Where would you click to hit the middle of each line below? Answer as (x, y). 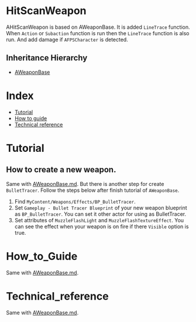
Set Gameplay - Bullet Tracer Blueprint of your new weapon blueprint (101, 208)
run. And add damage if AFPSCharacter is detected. (67, 39)
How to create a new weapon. (61, 170)
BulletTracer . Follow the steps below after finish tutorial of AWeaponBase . (93, 190)
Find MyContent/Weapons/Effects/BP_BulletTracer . (75, 201)
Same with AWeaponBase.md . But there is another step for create (85, 184)
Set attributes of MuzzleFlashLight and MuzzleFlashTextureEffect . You (99, 220)
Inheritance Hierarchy (47, 58)
